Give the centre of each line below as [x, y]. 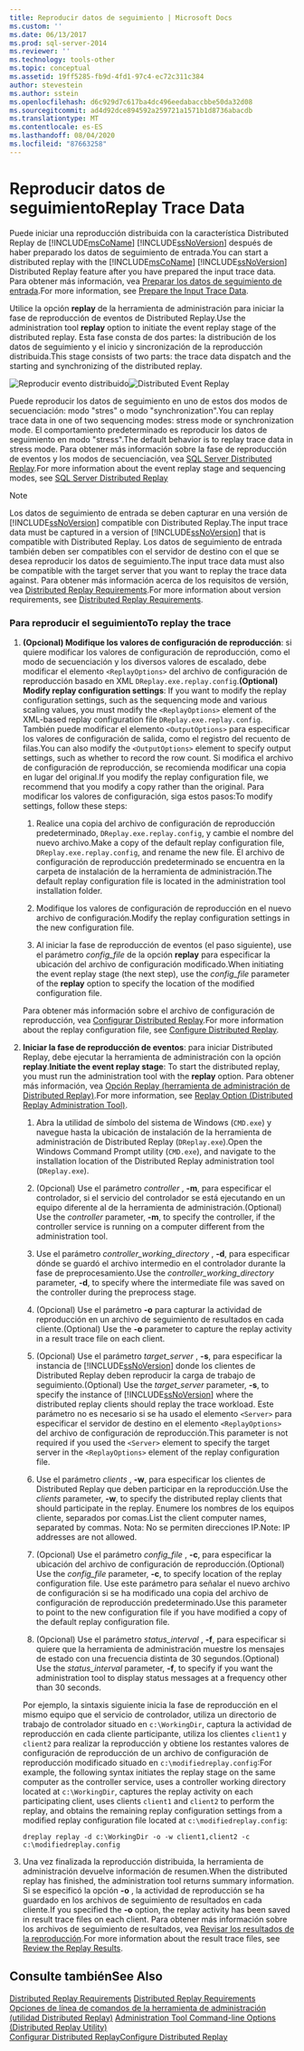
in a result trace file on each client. [100, 1338]
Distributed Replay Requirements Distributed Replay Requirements [133, 1998]
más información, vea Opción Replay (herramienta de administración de [157, 1086]
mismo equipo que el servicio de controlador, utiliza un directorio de [150, 1714]
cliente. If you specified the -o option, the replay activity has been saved [157, 1909]
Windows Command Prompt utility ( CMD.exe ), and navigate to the [156, 1151]
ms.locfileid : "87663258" [58, 144]
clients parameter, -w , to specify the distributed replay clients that [159, 1498]
